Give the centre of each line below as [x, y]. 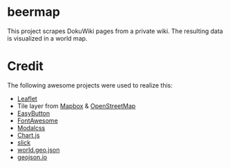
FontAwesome [38, 120]
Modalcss [31, 127]
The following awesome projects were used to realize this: [90, 85]
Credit [25, 66]
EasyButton [33, 113]
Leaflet [27, 98]
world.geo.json [38, 149]
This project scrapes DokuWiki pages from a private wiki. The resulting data [115, 31]
